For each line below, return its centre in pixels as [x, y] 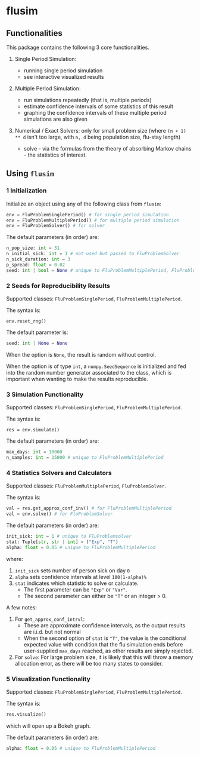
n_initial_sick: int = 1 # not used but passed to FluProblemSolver [93, 254]
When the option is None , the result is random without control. [81, 354]
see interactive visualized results [64, 77]
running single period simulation [63, 71]
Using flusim [30, 174]
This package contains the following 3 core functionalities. [78, 47]
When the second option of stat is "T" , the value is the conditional [105, 638]
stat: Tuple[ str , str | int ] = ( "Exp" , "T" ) [62, 542]
